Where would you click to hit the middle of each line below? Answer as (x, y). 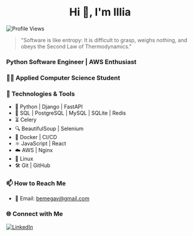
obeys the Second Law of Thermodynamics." (76, 46)
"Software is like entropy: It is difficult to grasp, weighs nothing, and (104, 40)
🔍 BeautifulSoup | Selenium (49, 129)
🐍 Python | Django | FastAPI (49, 107)
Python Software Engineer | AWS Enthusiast (71, 62)
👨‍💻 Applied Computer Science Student (63, 78)
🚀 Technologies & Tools (41, 93)
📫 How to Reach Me (36, 183)
